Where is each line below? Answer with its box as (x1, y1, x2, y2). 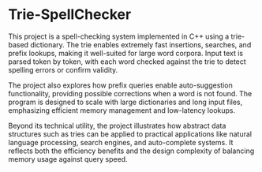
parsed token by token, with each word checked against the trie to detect (8, 57, 246, 66)
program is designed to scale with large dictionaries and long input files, (8, 97, 243, 107)
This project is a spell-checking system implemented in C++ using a (8, 32, 230, 41)
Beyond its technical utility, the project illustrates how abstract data (8, 121, 226, 130)
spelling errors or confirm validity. (8, 65, 118, 74)
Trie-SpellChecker (8, 6, 132, 24)
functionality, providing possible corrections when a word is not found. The (8, 88, 253, 98)
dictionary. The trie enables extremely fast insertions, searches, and (30, 39, 252, 49)
